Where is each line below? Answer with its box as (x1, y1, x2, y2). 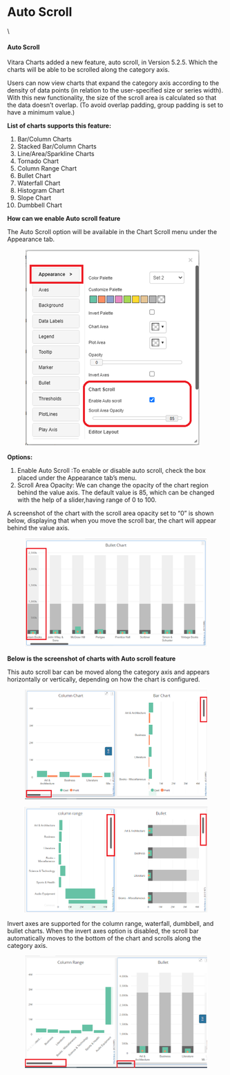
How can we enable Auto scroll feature (7, 215, 121, 223)
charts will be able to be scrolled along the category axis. (7, 66, 170, 74)
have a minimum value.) (7, 108, 75, 117)
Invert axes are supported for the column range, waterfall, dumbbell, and (7, 920, 214, 928)
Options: (7, 453, 33, 461)
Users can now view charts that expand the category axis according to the (7, 79, 220, 87)
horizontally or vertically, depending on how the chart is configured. (7, 675, 200, 684)
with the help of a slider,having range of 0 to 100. (17, 496, 157, 504)
